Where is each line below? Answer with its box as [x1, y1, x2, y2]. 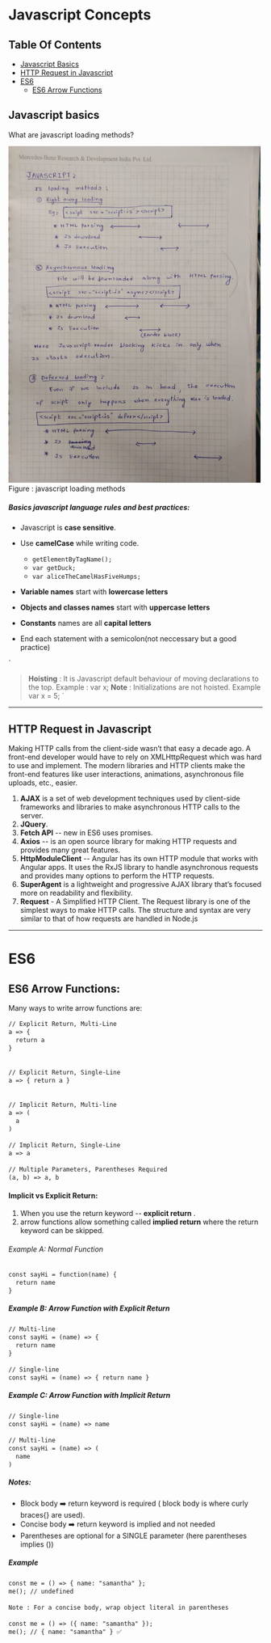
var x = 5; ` [27, 691, 65, 701]
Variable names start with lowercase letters [19, 587, 169, 597]
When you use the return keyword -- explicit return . [19, 1209, 196, 1219]
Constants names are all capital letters [19, 619, 152, 628]
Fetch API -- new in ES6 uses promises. [19, 828, 153, 838]
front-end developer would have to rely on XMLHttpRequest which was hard [8, 752, 262, 762]
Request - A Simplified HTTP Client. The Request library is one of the [19, 897, 251, 906]
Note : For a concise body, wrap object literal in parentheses [8, 1603, 229, 1611]
